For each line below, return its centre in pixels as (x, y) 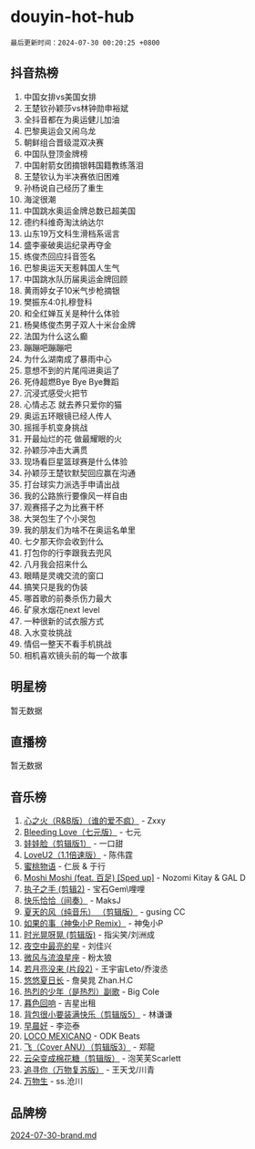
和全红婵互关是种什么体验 (71, 313)
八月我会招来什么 (56, 564)
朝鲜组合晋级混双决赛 (63, 142)
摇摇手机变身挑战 (56, 427)
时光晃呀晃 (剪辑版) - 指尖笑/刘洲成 (89, 935)
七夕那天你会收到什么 (63, 541)
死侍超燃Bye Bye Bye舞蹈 (71, 381)
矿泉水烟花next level (61, 609)
